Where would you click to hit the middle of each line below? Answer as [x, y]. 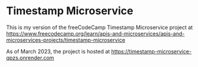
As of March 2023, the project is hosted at [58, 51]
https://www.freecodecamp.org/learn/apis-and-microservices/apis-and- [95, 33]
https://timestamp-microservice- [151, 51]
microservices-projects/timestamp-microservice [66, 40]
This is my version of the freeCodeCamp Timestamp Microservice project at [100, 27]
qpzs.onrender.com [30, 58]
